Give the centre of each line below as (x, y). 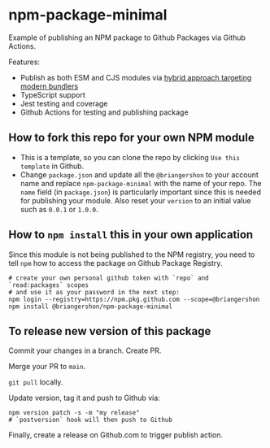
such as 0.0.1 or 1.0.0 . (59, 209)
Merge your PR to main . (47, 367)
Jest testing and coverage (64, 103)
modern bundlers (49, 86)
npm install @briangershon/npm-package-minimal (91, 307)
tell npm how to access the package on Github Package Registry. (115, 263)
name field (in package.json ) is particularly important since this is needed (141, 192)
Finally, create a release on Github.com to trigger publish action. (116, 435)
